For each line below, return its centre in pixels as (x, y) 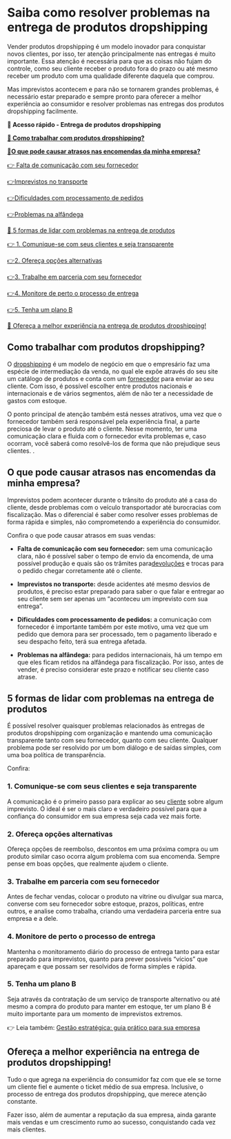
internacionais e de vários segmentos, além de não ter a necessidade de (110, 393)
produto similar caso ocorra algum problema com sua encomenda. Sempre (114, 856)
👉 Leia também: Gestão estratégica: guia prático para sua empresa (104, 1027)
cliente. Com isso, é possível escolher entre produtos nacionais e (100, 386)
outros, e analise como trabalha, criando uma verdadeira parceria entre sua (114, 911)
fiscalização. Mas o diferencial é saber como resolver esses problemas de (113, 514)
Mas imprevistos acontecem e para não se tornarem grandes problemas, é (113, 89)
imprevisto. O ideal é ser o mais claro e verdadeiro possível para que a (107, 808)
